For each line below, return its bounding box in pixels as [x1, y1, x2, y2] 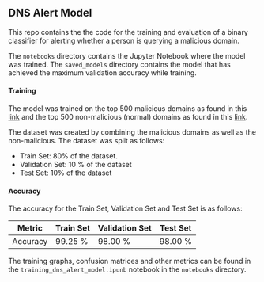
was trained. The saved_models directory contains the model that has [8, 59, 231, 69]
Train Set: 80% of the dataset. [19, 151, 119, 161]
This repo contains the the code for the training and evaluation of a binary [8, 27, 249, 36]
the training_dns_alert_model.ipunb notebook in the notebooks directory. [8, 265, 247, 274]
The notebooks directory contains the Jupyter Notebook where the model [8, 51, 246, 60]
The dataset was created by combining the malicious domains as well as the [8, 128, 257, 137]
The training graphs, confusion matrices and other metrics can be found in [8, 257, 251, 266]
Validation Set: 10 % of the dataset [19, 160, 132, 170]
